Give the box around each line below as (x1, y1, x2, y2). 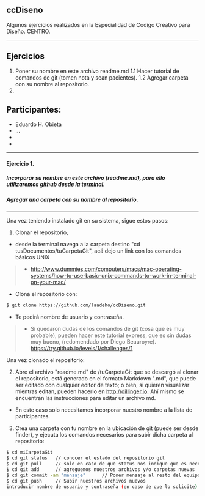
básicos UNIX (15, 254, 50, 261)
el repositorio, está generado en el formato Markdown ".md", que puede (15, 375, 196, 382)
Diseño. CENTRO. (6, 28, 51, 35)
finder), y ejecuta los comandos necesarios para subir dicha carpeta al (15, 431, 193, 439)
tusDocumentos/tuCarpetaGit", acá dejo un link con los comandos (15, 247, 182, 254)
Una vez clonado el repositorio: (6, 357, 85, 364)
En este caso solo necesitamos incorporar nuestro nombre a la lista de (15, 406, 193, 413)
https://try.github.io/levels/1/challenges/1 (30, 345, 133, 352)
